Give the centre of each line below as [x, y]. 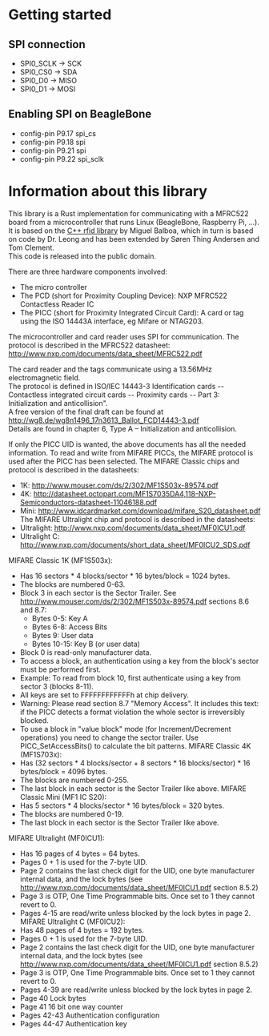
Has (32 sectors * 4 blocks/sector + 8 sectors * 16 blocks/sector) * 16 [135, 763]
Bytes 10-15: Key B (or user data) [86, 644]
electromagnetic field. [44, 377]
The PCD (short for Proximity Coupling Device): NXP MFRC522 [124, 295]
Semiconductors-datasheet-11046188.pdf [88, 502]
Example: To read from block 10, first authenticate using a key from [130, 677]
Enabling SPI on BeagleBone [80, 114]
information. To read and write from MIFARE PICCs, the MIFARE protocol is [131, 452]
